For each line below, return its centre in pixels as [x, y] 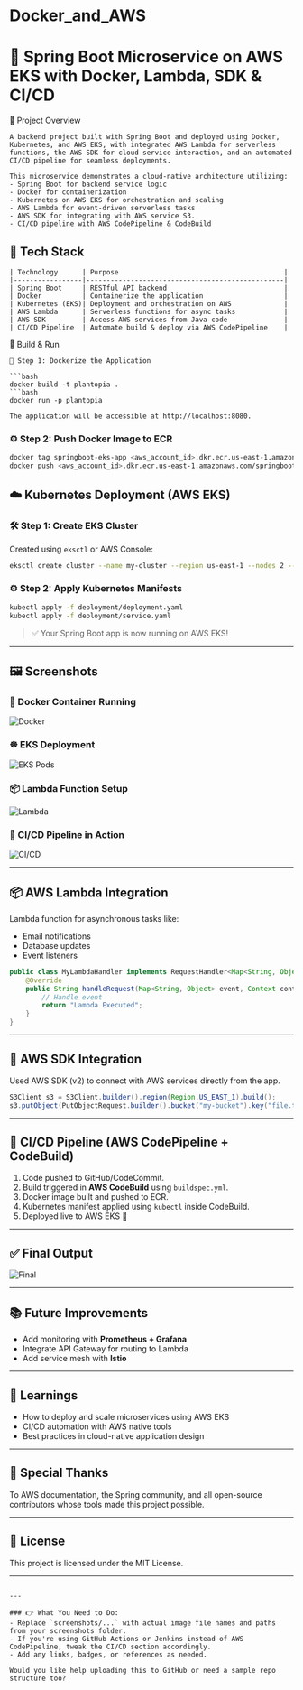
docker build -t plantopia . [64, 385]
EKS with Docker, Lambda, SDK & [136, 76]
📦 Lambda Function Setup [69, 788]
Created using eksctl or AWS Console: [81, 549]
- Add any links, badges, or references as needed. [108, 1654]
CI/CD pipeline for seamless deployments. [90, 161]
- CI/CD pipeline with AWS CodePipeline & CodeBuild [110, 224]
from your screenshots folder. [68, 1630]
